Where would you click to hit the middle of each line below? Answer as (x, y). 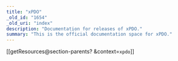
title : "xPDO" (24, 12)
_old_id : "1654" (27, 18)
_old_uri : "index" (29, 23)
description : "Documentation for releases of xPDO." (74, 29)
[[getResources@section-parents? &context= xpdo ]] (70, 51)
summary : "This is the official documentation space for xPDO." (89, 34)
